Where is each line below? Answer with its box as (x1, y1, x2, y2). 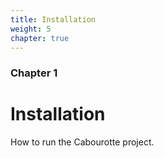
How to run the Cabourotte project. (10, 136, 155, 148)
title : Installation (10, 14, 97, 25)
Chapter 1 (10, 66, 58, 80)
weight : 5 (10, 24, 52, 34)
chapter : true (10, 33, 70, 43)
